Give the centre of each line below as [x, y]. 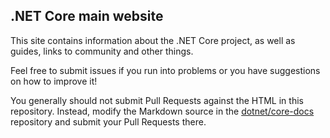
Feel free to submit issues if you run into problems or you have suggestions [165, 70]
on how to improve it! [54, 81]
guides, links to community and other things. [102, 51]
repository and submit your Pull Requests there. [108, 121]
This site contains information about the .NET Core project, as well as [153, 40]
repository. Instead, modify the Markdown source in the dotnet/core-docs [162, 111]
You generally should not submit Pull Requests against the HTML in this [157, 100]
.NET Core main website [87, 16]
